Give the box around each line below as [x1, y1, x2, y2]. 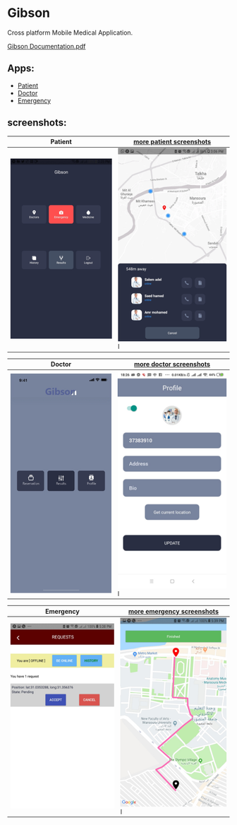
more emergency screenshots [128, 607, 219, 615]
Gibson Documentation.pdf [7, 42, 86, 50]
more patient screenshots [133, 138, 212, 146]
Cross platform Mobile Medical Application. [7, 28, 133, 37]
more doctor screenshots [133, 360, 210, 369]
